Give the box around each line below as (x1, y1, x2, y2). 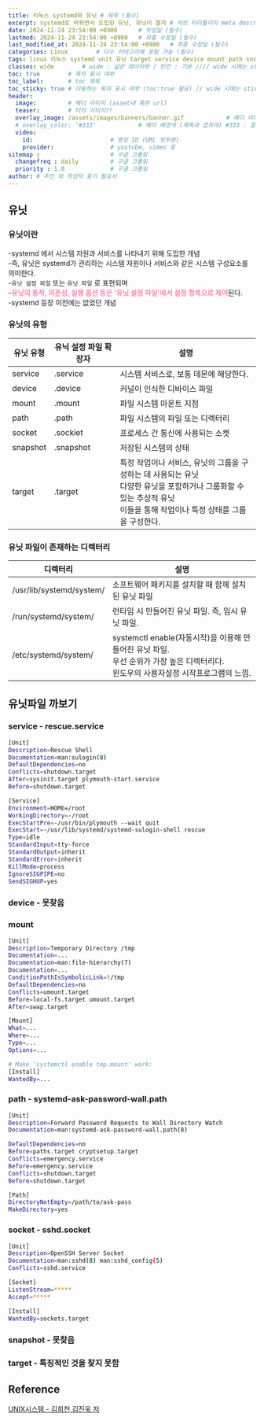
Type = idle (8, 833, 41, 842)
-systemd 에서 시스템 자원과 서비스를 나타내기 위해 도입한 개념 (8, 249, 200, 258)
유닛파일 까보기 (8, 697, 78, 710)
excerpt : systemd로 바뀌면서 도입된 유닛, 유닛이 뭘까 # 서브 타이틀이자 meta (8, 19, 236, 27)
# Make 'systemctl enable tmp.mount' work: (8, 1060, 153, 1069)
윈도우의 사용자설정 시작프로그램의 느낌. (112, 668, 251, 679)
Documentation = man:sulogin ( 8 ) (8, 753, 108, 762)
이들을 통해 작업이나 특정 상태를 (119, 504, 230, 515)
